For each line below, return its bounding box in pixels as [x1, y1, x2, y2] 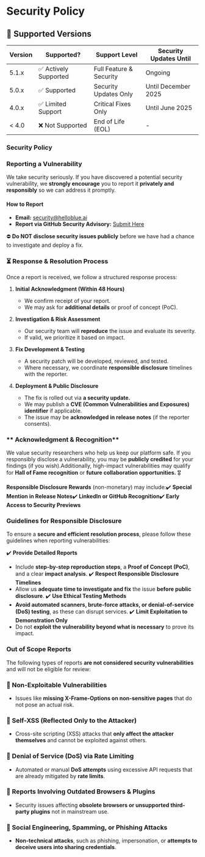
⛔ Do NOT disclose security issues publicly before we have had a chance [6, 233, 195, 240]
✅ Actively [38, 65, 69, 73]
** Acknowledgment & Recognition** [6, 435, 120, 443]
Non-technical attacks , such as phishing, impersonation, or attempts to [15, 837, 198, 844]
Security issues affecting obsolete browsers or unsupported [15, 801, 170, 809]
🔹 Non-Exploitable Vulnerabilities [6, 680, 107, 689]
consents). [24, 420, 52, 427]
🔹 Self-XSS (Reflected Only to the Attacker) [6, 716, 137, 724]
